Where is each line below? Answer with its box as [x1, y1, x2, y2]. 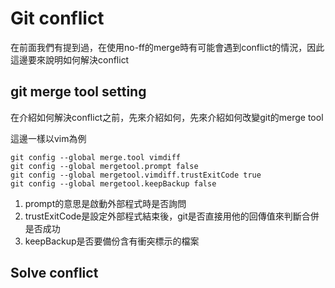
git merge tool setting [10, 83, 147, 101]
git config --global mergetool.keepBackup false [10, 178, 217, 189]
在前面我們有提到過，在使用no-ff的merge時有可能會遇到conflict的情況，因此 [10, 41, 325, 53]
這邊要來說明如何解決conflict [10, 53, 130, 66]
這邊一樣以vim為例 [10, 132, 87, 144]
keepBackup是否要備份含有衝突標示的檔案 [24, 235, 200, 247]
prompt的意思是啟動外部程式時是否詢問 [24, 197, 187, 209]
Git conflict [10, 7, 105, 30]
